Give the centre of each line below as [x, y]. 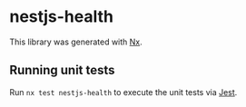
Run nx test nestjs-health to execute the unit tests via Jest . [123, 92]
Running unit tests [62, 70]
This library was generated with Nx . [76, 42]
